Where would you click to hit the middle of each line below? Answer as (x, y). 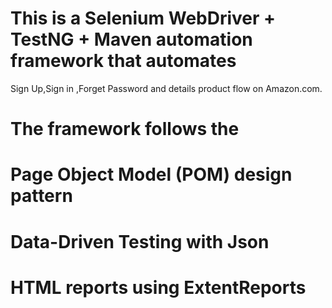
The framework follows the (125, 129)
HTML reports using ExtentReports (158, 287)
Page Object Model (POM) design (151, 174)
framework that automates (123, 61)
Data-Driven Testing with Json (140, 241)
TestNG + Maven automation (131, 39)
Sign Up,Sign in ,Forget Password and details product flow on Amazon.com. (166, 88)
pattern (41, 196)
